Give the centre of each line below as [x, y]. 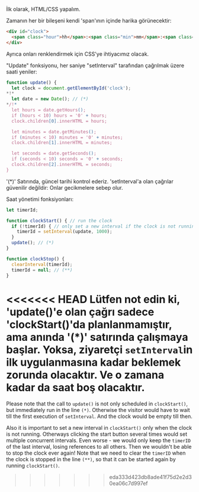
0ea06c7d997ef [129, 484]
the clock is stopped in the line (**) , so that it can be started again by [91, 459]
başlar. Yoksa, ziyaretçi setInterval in [99, 349]
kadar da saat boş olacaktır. [76, 387]
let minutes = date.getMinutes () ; [54, 132]
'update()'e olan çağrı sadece [80, 312]
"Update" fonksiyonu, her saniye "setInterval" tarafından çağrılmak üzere [95, 65]
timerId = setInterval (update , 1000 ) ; [65, 232]
